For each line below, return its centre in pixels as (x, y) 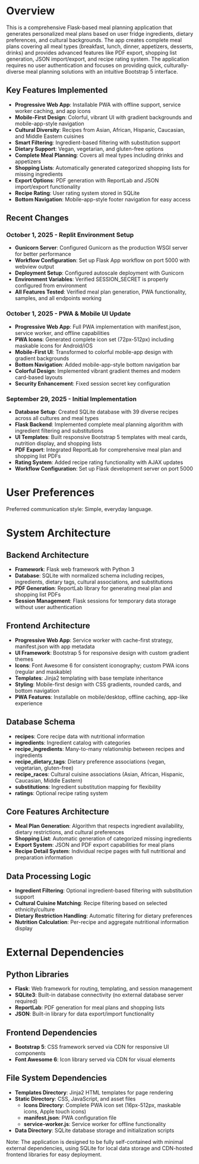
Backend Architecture (48, 555)
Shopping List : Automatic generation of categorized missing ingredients (103, 838)
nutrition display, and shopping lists (58, 443)
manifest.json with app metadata (55, 646)
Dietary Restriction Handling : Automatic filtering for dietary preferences (104, 916)
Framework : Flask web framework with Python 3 (75, 569)
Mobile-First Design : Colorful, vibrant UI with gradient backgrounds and (103, 117)
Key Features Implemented (57, 90)
